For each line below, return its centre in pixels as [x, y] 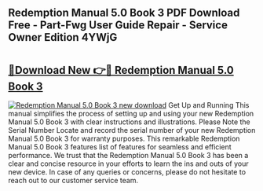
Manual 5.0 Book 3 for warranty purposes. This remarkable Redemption [124, 138]
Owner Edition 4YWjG [63, 37]
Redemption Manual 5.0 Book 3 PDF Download [124, 13]
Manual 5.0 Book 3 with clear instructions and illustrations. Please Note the [130, 122]
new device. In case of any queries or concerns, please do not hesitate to [127, 172]
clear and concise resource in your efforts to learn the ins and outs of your [128, 163]
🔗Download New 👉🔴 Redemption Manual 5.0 [121, 70]
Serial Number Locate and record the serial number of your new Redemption [132, 130]
